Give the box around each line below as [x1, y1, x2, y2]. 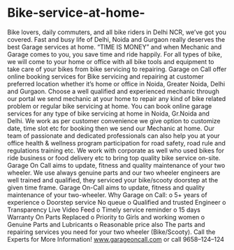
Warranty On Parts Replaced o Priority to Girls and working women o [7, 212, 205, 221]
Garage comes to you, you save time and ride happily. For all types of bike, [7, 50, 222, 58]
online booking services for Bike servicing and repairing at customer [7, 72, 204, 81]
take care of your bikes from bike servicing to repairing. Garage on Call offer [7, 65, 227, 73]
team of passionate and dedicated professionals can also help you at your [7, 131, 220, 140]
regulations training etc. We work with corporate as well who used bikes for [7, 146, 225, 155]
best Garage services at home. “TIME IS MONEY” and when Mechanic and [7, 42, 222, 51]
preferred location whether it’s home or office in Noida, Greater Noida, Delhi [7, 79, 226, 88]
